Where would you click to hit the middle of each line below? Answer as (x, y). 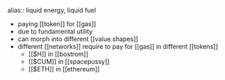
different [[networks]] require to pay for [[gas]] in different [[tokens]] (118, 46)
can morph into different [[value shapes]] (78, 39)
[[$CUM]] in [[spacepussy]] (69, 62)
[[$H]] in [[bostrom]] (58, 54)
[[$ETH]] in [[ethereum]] (64, 69)
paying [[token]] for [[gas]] (57, 24)
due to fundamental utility (55, 32)
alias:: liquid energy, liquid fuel (52, 10)
